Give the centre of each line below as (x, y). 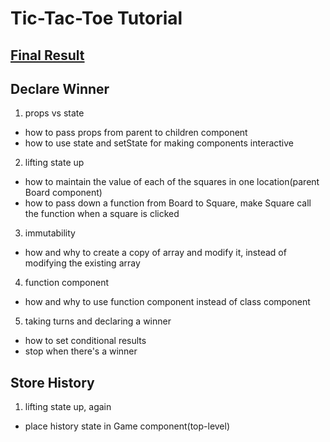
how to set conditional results (85, 341)
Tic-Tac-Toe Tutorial (96, 18)
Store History (52, 382)
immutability (50, 233)
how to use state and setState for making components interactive (159, 143)
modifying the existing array (82, 263)
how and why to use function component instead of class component (167, 302)
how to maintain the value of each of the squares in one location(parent (172, 182)
